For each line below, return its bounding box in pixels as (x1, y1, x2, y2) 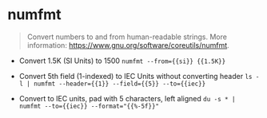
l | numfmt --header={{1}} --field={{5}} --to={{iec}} (18, 80, 206, 88)
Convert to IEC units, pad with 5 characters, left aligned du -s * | (18, 93, 236, 103)
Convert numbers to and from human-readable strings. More (26, 32, 227, 41)
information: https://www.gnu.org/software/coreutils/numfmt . (26, 40, 229, 49)
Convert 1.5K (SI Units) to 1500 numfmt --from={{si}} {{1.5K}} (18, 56, 226, 65)
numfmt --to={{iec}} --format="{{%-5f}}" (18, 102, 159, 110)
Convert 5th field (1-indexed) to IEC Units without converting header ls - (18, 71, 260, 81)
